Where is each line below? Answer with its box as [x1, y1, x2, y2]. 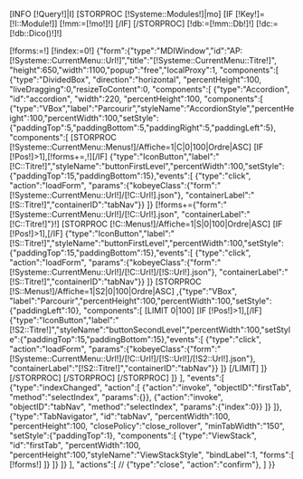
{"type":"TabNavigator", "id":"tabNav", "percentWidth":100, [9, 411, 231, 421]
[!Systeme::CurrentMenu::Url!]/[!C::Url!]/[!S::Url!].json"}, [9, 267, 217, 277]
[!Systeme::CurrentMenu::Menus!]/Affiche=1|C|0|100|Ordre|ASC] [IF [9, 141, 264, 152]
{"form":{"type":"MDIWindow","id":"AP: [96, 45, 243, 56]
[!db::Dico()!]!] [9, 28, 62, 38]
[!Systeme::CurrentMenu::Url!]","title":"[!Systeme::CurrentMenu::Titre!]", [9, 55, 278, 65]
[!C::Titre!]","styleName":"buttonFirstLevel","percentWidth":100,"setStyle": [9, 161, 285, 171]
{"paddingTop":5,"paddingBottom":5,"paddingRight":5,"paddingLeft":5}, [9, 122, 277, 133]
